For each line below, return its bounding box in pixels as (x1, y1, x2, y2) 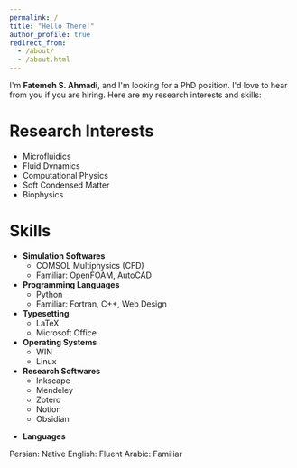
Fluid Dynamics (22, 160, 80, 171)
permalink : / (9, 13, 59, 23)
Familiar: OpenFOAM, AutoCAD (35, 270, 152, 280)
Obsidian (35, 413, 70, 424)
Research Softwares (22, 365, 101, 376)
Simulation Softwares (22, 250, 106, 262)
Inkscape (35, 375, 70, 386)
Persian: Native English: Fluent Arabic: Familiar (9, 448, 182, 459)
